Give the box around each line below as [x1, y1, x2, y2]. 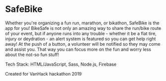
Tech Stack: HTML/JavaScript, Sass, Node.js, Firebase [5, 61, 116, 67]
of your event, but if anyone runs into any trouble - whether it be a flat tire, [5, 30, 157, 36]
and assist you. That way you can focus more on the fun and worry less [5, 46, 151, 52]
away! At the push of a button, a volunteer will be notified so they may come [5, 41, 161, 47]
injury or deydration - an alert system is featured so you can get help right [5, 36, 156, 42]
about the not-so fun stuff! [5, 51, 59, 58]
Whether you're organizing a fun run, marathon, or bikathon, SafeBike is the [5, 20, 160, 26]
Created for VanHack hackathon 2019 [5, 71, 82, 77]
